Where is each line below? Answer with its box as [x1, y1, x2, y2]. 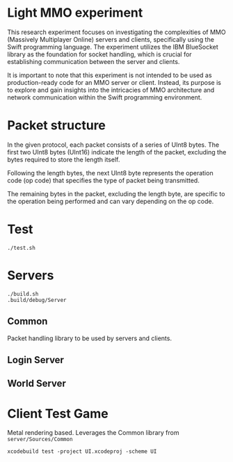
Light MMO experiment [7, 5, 143, 21]
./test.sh [7, 244, 36, 251]
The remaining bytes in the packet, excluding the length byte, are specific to [7, 189, 225, 198]
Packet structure [7, 118, 106, 134]
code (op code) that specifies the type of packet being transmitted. [7, 176, 200, 184]
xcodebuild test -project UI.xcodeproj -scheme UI [7, 448, 157, 455]
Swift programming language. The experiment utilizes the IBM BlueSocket [7, 42, 219, 51]
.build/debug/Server [7, 296, 67, 303]
